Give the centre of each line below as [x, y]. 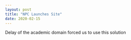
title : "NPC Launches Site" [34, 14]
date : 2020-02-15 [23, 19]
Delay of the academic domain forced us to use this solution [65, 33]
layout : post [18, 10]
